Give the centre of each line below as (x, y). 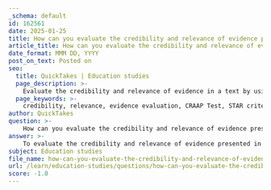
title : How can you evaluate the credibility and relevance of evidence (133, 38)
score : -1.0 (28, 174)
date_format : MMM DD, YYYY (54, 53)
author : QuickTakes (41, 114)
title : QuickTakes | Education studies (83, 76)
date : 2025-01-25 (38, 31)
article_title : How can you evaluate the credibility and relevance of (131, 46)
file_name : (27, 158)
